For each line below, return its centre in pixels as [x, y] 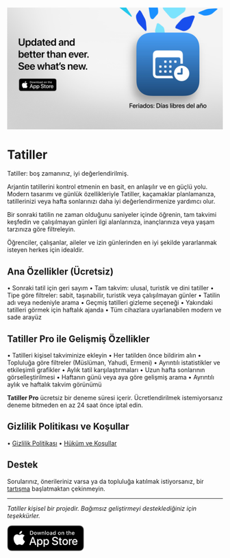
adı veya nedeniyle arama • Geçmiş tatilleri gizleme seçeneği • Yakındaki [110, 303]
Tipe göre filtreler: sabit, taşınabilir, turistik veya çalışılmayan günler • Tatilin [114, 295]
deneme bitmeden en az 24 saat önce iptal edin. [75, 405]
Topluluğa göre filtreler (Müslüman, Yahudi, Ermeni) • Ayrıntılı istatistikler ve [114, 363]
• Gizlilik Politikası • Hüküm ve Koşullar [62, 443]
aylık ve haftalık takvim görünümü [54, 384]
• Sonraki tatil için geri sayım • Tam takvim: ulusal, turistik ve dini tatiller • [111, 288]
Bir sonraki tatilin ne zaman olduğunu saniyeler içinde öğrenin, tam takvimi [112, 215]
